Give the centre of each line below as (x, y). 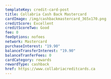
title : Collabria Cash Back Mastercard (46, 14)
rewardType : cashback (27, 64)
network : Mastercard (26, 42)
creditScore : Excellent (29, 23)
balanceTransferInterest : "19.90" (41, 51)
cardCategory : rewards (28, 60)
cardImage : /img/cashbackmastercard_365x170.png (56, 19)
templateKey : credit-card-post (37, 10)
